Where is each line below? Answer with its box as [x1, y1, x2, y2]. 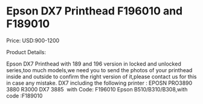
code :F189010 [6, 92, 43, 99]
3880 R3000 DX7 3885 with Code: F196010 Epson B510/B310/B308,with [6, 85, 188, 93]
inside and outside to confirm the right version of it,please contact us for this [6, 73, 198, 80]
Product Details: [6, 48, 47, 55]
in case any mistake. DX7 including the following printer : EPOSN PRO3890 [6, 79, 193, 87]
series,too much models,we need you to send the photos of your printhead [6, 66, 193, 73]
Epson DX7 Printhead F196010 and [6, 4, 183, 18]
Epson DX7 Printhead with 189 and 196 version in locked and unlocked [6, 60, 181, 67]
